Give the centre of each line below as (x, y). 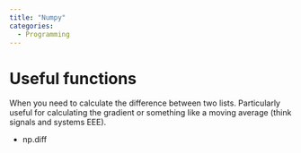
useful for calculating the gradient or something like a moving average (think (150, 113)
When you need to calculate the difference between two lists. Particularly (145, 103)
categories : (31, 26)
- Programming (44, 34)
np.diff (35, 140)
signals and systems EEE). (58, 123)
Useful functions (73, 78)
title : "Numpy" (38, 17)
